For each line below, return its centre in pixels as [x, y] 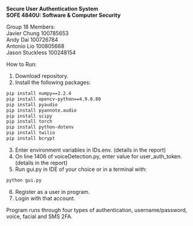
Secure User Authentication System [52, 9]
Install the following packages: [53, 82]
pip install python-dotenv [40, 127]
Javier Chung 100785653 [38, 33]
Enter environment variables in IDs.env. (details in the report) [90, 150]
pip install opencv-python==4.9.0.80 [54, 99]
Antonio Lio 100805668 [35, 46]
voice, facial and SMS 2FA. [40, 216]
